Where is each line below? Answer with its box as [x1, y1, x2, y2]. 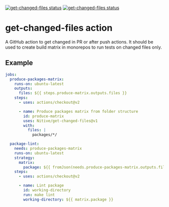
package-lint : [10, 141, 39, 146]
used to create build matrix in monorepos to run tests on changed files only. [5, 44, 162, 50]
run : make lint [23, 192, 55, 197]
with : [23, 123, 35, 128]
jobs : [5, 72, 17, 77]
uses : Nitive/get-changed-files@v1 [23, 118, 98, 123]
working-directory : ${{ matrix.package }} [23, 197, 114, 202]
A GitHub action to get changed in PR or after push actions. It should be [5, 39, 153, 45]
